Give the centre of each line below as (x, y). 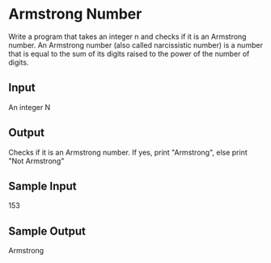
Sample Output (47, 231)
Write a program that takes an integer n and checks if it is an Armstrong (127, 36)
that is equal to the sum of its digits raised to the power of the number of (129, 53)
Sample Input (42, 186)
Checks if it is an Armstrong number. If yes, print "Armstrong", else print (128, 152)
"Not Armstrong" (36, 161)
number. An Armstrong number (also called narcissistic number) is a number (135, 45)
